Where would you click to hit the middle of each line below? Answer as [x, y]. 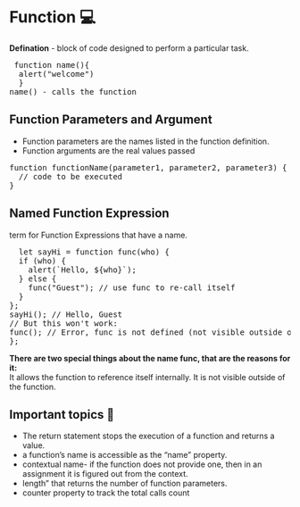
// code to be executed [71, 176]
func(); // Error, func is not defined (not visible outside [146, 332]
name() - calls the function [73, 91]
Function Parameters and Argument [111, 120]
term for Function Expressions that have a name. [98, 235]
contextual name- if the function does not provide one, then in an [142, 464]
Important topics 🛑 [62, 415]
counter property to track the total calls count [106, 493]
